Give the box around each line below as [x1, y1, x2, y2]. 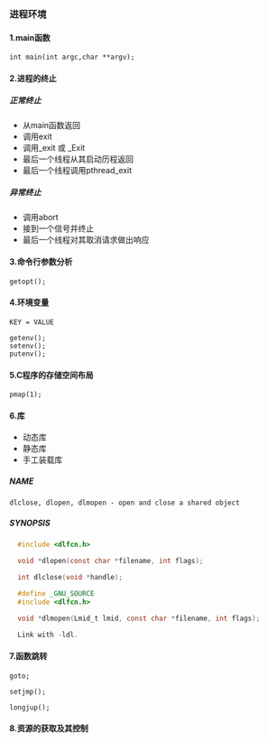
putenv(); [9, 349, 47, 358]
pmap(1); [9, 390, 42, 399]
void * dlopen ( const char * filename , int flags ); [17, 557, 204, 566]
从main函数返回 [22, 119, 81, 130]
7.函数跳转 [9, 651, 48, 662]
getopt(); [9, 277, 47, 286]
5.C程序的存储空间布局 [9, 369, 94, 380]
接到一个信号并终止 [22, 223, 95, 234]
